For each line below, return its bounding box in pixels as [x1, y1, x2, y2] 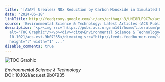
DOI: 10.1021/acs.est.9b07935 [5, 72, 65, 78]
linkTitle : [5, 16, 27, 21]
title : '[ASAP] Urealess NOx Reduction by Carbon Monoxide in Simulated [5, 7, 157, 12]
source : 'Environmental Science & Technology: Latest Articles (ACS [5, 21, 148, 26]
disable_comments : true [5, 44, 54, 49]
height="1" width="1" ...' [9, 39, 65, 44]
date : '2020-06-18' [5, 12, 45, 17]
